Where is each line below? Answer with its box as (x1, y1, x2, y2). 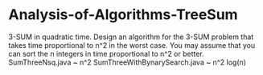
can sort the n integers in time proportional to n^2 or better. (8, 49, 205, 58)
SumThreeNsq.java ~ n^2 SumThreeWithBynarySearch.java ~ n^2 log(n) (8, 57, 247, 67)
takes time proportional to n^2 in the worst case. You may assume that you (8, 40, 256, 49)
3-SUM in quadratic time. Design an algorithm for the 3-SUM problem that (8, 32, 254, 41)
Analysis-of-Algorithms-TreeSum (8, 6, 239, 24)
